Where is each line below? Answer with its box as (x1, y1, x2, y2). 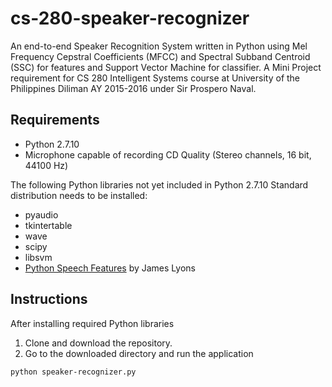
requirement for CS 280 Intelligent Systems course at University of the (10, 72, 301, 84)
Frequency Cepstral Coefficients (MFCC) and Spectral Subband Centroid (10, 50, 311, 62)
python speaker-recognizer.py (10, 367, 137, 377)
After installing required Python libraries (10, 317, 175, 329)
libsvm (24, 251, 53, 263)
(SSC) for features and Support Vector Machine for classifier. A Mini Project (10, 61, 322, 73)
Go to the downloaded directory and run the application (24, 347, 254, 359)
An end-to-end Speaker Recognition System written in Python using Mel (10, 40, 308, 52)
